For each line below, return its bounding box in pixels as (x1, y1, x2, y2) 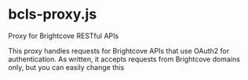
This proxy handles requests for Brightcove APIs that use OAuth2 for (8, 46, 230, 55)
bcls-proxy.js (8, 5, 97, 23)
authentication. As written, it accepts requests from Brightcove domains (8, 54, 241, 64)
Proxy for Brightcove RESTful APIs (8, 31, 119, 40)
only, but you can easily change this (8, 62, 125, 71)
